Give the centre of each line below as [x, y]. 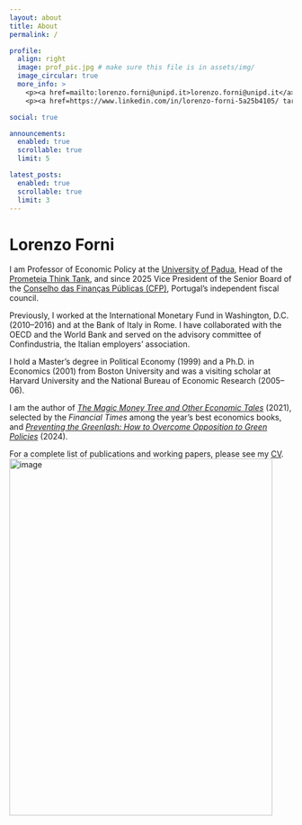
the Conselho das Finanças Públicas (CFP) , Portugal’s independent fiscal [144, 288]
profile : [26, 50]
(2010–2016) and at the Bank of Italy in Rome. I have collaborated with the [146, 325]
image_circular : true [58, 76]
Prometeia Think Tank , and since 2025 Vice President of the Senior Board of [151, 279]
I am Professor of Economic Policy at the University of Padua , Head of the [146, 269]
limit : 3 [34, 200]
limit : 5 [34, 159]
